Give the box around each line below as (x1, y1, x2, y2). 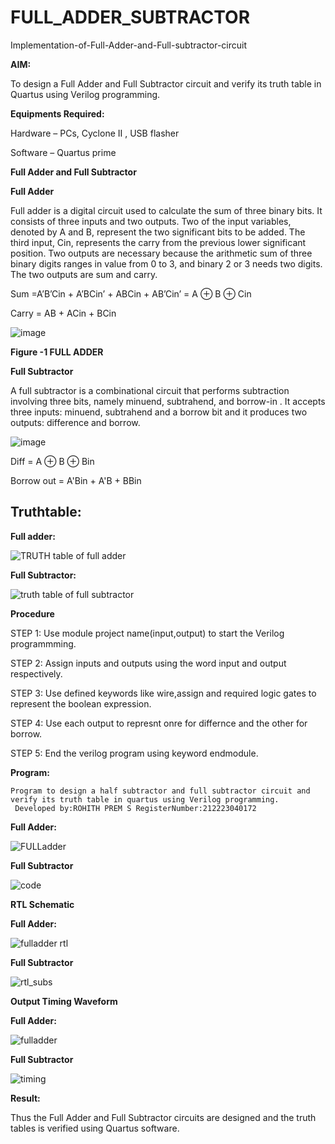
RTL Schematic (10, 898, 75, 910)
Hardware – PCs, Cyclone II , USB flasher (10, 127, 180, 139)
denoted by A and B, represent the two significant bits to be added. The (10, 226, 306, 238)
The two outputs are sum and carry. (10, 268, 158, 280)
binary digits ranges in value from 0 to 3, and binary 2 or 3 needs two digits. (10, 257, 323, 270)
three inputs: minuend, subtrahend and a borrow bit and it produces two (10, 406, 308, 418)
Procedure (10, 607, 55, 620)
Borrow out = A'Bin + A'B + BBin (10, 474, 142, 486)
